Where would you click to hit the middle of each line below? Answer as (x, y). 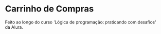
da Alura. (14, 27)
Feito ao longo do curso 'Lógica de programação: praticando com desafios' (81, 22)
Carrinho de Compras (49, 9)
